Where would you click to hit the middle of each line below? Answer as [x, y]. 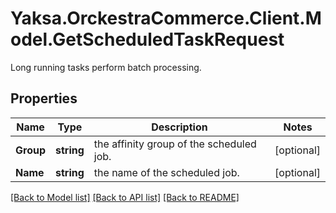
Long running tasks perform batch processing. [106, 67]
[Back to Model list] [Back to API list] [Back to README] [125, 197]
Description [179, 127]
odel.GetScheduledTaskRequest [147, 39]
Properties [44, 98]
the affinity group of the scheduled [175, 144]
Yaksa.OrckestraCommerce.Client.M [166, 18]
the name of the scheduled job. [166, 172]
